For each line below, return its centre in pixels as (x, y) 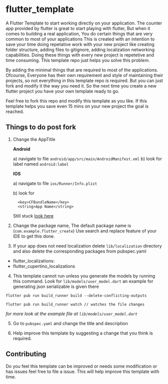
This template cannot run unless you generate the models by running (84, 275)
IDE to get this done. (34, 236)
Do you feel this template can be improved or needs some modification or (81, 366)
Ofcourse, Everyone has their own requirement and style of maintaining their (84, 75)
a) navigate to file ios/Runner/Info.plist (55, 183)
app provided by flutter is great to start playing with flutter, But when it (78, 28)
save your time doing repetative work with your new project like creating (80, 44)
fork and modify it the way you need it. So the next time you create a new (81, 85)
